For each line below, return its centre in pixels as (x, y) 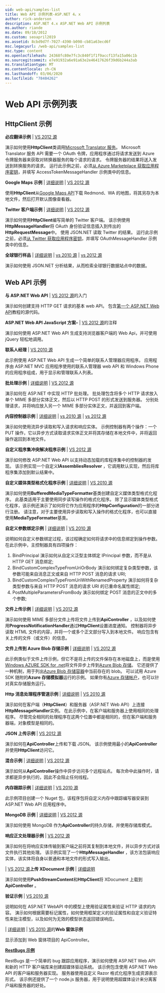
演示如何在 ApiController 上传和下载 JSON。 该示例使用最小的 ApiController (81, 744)
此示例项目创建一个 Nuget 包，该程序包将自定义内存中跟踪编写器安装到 (77, 798)
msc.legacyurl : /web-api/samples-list (45, 46)
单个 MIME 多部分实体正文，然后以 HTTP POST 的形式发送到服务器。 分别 (80, 399)
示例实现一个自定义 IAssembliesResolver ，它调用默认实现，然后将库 (89, 466)
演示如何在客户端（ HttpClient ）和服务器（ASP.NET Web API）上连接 (75, 704)
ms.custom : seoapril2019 (30, 37)
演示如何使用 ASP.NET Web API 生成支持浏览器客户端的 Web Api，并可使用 (81, 333)
